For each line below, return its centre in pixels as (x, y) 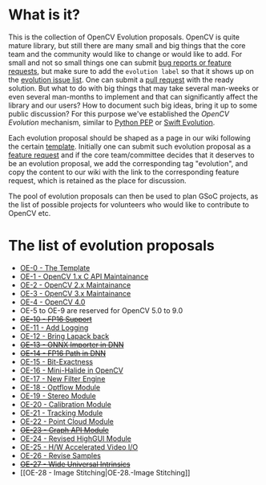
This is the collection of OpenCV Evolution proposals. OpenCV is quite (124, 37)
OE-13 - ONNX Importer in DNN (72, 344)
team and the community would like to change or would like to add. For (125, 54)
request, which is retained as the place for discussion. (97, 180)
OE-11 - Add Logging (54, 328)
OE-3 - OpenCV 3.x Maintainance (75, 293)
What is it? (44, 15)
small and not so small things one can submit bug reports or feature (120, 63)
